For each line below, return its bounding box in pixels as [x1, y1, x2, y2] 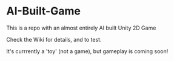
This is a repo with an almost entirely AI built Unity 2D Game [6, 24, 156, 31]
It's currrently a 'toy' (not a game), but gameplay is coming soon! [6, 47, 169, 55]
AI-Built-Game [6, 4, 81, 18]
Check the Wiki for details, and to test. [6, 36, 102, 43]
